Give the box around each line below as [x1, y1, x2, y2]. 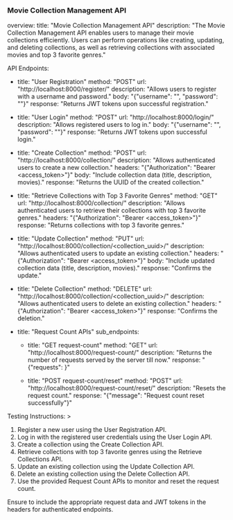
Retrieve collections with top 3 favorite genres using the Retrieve [17, 448, 202, 456]
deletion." [17, 314, 45, 322]
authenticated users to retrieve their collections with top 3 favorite [17, 207, 207, 215]
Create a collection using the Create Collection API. [17, 440, 164, 449]
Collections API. [17, 455, 63, 463]
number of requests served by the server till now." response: [27, 356, 201, 364]
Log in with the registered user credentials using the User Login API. [17, 433, 213, 442]
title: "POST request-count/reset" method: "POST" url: [27, 376, 183, 385]
